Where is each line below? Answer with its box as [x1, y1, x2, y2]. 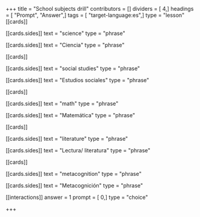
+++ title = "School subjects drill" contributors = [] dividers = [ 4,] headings [5, 5, 194, 12]
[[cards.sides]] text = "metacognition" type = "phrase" [5, 170, 142, 177]
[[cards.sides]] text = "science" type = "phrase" [5, 30, 125, 37]
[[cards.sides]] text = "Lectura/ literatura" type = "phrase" [5, 147, 151, 154]
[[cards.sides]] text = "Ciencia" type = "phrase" [5, 42, 125, 48]
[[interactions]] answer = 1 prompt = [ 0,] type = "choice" [5, 193, 148, 201]
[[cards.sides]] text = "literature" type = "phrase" [5, 135, 128, 142]
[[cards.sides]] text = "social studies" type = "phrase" [5, 65, 141, 72]
